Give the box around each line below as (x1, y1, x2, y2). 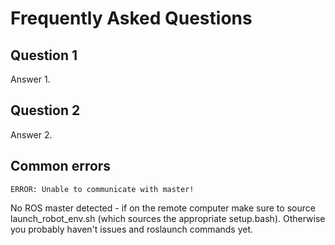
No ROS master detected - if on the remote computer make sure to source (10, 202, 316, 214)
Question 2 (10, 102, 81, 119)
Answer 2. (10, 128, 53, 141)
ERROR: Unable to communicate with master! (10, 184, 195, 194)
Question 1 (10, 47, 78, 64)
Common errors (10, 158, 112, 175)
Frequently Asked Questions (10, 7, 253, 30)
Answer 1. (10, 73, 51, 85)
